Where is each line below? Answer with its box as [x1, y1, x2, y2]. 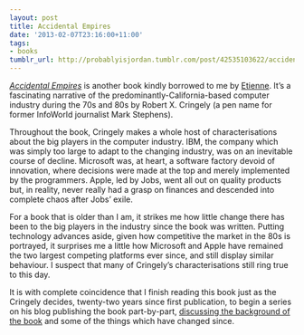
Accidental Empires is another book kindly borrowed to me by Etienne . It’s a [9, 81, 291, 91]
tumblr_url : [9, 55, 54, 64]
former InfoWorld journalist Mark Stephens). [9, 110, 174, 120]
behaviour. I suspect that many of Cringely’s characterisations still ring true [9, 260, 289, 270]
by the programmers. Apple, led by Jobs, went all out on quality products [9, 175, 282, 186]
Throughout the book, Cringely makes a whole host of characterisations [9, 127, 278, 137]
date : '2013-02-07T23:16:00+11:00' [9, 30, 144, 39]
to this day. [9, 269, 51, 280]
